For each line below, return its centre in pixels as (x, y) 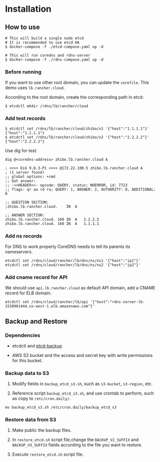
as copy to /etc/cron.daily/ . (41, 398)
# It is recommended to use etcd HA (42, 43)
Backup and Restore (36, 321)
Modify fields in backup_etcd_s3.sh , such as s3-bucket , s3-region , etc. (82, 384)
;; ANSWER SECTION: (25, 215)
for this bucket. (27, 360)
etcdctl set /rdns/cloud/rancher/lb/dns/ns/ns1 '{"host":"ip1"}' (73, 261)
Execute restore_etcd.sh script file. (48, 454)
